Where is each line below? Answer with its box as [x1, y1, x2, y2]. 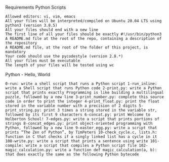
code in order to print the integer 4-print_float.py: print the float [5, 99, 159, 104]
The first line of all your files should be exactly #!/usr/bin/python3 [5, 32, 162, 37]
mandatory [5, 49, 26, 55]
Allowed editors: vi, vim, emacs [5, 14, 76, 19]
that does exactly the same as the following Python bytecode [5, 152, 139, 157]
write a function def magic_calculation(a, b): [55, 147, 157, 152]
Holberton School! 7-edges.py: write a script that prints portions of [5, 117, 159, 122]
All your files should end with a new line [5, 27, 99, 32]
